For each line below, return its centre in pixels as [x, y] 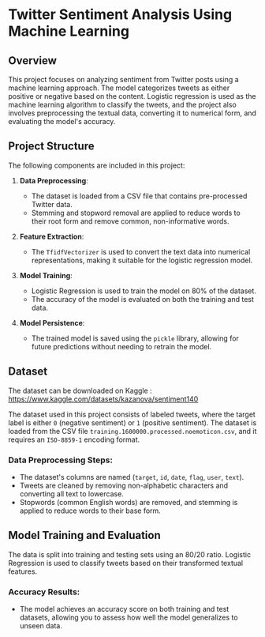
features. [23, 571]
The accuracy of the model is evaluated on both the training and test [143, 299]
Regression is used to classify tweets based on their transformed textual [125, 563]
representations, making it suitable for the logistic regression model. [142, 260]
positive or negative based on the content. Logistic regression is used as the [132, 96]
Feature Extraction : [52, 236]
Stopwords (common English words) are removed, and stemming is [129, 502]
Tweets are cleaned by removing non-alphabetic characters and [124, 485]
